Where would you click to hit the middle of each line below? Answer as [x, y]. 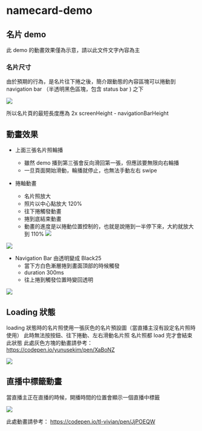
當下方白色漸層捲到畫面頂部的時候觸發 [72, 266]
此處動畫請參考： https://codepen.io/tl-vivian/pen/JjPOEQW [81, 421]
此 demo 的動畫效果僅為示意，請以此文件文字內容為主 [73, 50]
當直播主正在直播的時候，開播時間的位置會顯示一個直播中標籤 [83, 397]
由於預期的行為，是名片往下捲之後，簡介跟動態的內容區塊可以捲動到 [91, 82]
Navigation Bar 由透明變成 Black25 [58, 258]
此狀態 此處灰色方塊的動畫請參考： [49, 343]
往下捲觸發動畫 [43, 211]
